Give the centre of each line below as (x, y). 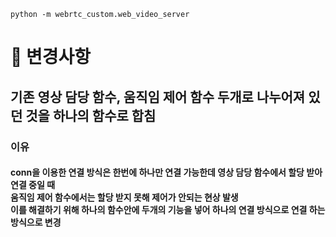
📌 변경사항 (51, 57)
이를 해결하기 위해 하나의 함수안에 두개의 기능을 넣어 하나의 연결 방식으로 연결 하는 (168, 210)
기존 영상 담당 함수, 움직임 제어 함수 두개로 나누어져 (158, 96)
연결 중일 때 (33, 185)
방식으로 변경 (36, 222)
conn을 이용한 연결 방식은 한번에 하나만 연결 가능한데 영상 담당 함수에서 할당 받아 (166, 172)
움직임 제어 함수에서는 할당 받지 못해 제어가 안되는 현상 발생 (124, 197)
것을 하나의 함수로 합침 (91, 115)
